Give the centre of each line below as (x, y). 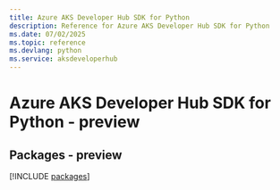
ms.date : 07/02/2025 (48, 34)
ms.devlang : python (46, 51)
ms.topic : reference (48, 42)
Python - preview (75, 122)
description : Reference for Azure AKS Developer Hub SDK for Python (140, 26)
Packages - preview (66, 155)
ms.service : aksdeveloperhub (64, 59)
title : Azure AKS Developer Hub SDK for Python (100, 17)
